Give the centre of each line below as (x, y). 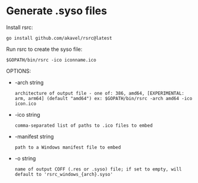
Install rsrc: (20, 27)
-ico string (27, 114)
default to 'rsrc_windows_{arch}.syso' (64, 174)
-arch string (29, 82)
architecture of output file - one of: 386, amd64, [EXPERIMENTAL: (99, 93)
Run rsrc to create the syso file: (44, 49)
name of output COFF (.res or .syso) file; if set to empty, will (98, 169)
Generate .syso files (57, 11)
